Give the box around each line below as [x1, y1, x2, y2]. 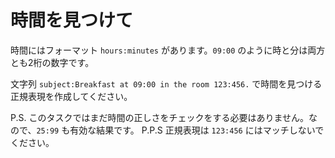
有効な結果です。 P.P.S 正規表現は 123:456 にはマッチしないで [69, 124, 325, 136]
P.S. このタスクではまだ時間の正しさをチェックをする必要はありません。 [10, 111, 310, 123]
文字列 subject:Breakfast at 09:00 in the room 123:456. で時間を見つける [10, 77, 323, 90]
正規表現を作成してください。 [10, 90, 133, 102]
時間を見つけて [10, 9, 134, 32]
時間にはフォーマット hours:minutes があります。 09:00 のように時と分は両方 [10, 44, 326, 56]
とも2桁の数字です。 [10, 56, 95, 68]
